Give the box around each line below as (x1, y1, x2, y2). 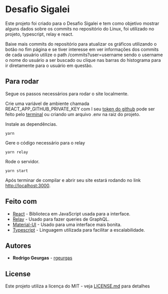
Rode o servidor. (5, 158, 39, 164)
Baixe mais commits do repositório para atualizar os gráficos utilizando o (5, 41, 157, 47)
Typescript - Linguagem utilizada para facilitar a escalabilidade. (12, 227, 145, 233)
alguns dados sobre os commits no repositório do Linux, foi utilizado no (5, 25, 154, 31)
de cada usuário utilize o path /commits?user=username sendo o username (5, 52, 163, 58)
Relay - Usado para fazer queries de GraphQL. (12, 216, 110, 222)
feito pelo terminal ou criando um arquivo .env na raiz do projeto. (5, 111, 141, 117)
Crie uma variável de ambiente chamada (5, 100, 90, 106)
